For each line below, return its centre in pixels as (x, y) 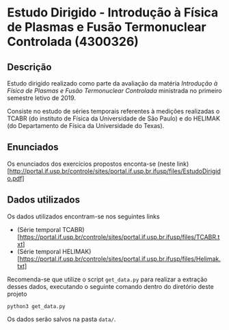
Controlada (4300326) (73, 42)
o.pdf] (16, 178)
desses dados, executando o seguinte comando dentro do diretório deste (110, 286)
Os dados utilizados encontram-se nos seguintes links (83, 216)
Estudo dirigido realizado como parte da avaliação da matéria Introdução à (112, 83)
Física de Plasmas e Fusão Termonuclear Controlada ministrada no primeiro (114, 91)
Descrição (29, 67)
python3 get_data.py (37, 306)
